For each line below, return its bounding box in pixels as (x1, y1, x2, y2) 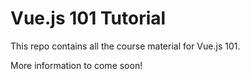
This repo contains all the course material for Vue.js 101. (10, 40, 241, 52)
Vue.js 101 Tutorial (10, 7, 167, 30)
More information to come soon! (10, 59, 143, 71)
